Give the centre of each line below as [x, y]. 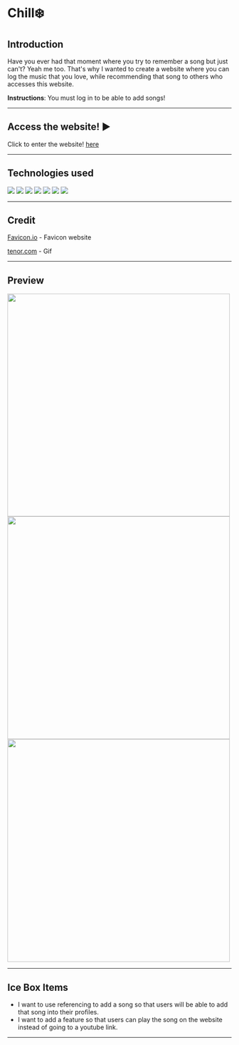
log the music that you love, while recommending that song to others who [115, 76]
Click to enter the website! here [53, 144]
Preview [26, 280]
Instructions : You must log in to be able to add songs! [86, 98]
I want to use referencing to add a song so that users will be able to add [123, 1004]
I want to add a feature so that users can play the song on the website [120, 1020]
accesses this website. [41, 84]
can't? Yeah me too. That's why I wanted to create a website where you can [118, 69]
